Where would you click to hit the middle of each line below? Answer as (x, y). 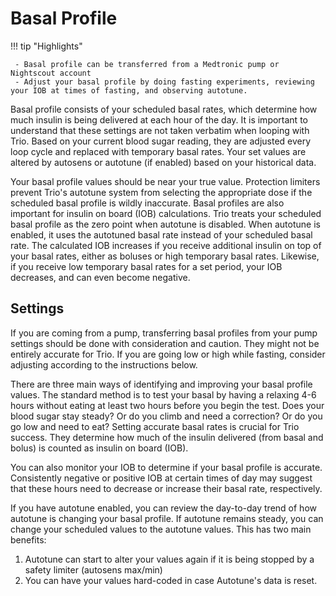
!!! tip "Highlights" (46, 46)
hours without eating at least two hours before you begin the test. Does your (167, 405)
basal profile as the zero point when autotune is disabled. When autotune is (165, 224)
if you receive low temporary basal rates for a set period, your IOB (146, 266)
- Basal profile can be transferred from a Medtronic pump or (147, 64)
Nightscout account (51, 73)
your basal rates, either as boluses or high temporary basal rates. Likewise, (165, 256)
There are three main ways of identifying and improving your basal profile (161, 384)
